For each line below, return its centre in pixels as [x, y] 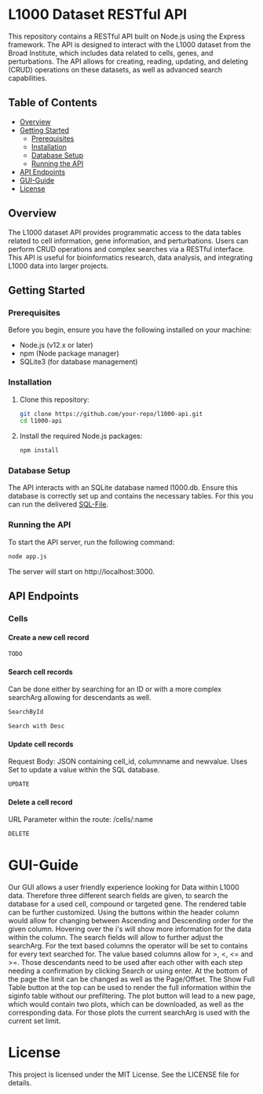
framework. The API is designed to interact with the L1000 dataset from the [130, 44]
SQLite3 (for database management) [79, 362]
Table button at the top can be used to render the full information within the [130, 988]
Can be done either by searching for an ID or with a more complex [115, 689]
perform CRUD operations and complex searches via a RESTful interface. [126, 249]
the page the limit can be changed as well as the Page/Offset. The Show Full [131, 979]
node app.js [27, 556]
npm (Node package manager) [69, 354]
